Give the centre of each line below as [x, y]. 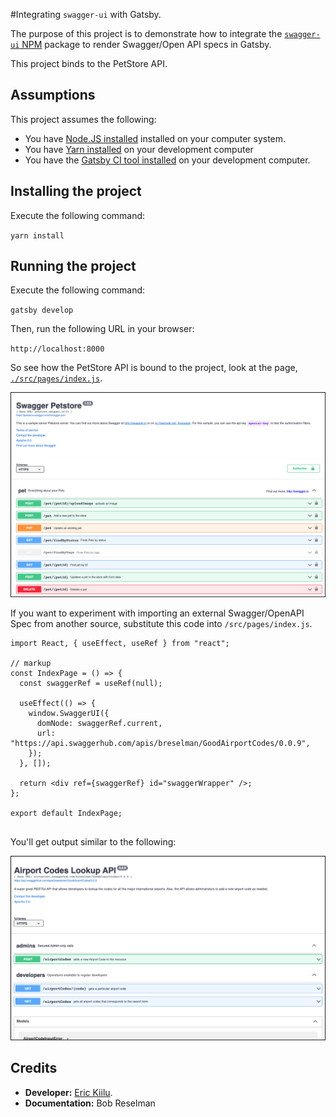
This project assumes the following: [83, 119]
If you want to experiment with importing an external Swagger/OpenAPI [157, 613]
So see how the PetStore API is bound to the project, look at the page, [154, 368]
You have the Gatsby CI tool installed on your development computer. [167, 160]
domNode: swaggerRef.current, [99, 724]
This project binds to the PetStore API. [89, 63]
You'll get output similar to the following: [93, 842]
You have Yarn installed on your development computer [139, 149]
